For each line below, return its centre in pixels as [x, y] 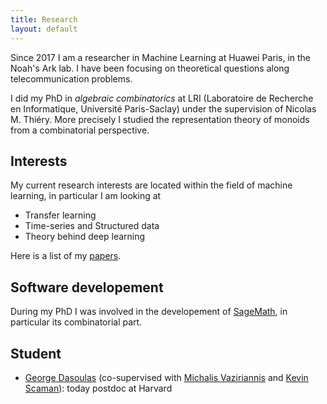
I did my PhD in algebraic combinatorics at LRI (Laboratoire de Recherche [162, 98]
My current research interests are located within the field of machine [151, 185]
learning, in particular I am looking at [86, 196]
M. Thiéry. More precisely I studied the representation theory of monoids [160, 119]
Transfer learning [60, 215]
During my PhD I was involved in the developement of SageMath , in [149, 312]
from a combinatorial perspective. [80, 130]
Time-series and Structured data [92, 226]
